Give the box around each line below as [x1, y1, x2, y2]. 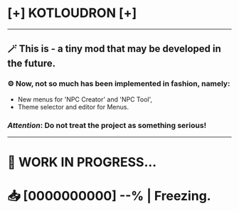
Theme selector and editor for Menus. [17, 102, 129, 111]
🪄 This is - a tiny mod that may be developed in [7, 43, 222, 55]
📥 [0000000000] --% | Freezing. [7, 188, 211, 204]
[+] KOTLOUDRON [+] [7, 5, 137, 21]
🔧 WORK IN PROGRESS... [7, 154, 157, 171]
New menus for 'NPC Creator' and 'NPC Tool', [17, 94, 153, 104]
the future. [7, 58, 56, 70]
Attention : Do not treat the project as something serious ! [7, 120, 207, 130]
